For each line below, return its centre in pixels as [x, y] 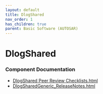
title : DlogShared [25, 15]
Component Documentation [40, 70]
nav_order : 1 [19, 19]
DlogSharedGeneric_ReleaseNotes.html [54, 86]
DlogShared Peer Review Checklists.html [55, 80]
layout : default [22, 10]
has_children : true [26, 24]
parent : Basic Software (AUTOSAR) [42, 29]
